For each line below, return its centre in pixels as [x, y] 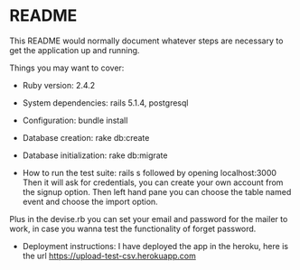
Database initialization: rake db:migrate [95, 155]
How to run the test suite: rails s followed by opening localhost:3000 [150, 172]
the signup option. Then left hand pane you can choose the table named [157, 191]
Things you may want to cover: [67, 68]
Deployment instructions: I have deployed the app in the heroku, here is [155, 246]
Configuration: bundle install [75, 120]
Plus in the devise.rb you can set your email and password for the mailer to [149, 219]
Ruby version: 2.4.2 [59, 85]
